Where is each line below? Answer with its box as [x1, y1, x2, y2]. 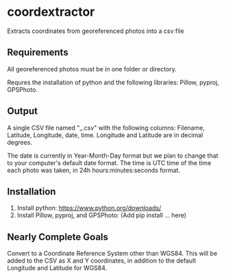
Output [7, 106, 38, 117]
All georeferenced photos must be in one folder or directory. [7, 64, 177, 73]
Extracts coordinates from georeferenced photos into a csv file [7, 27, 184, 35]
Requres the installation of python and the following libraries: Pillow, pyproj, [7, 78, 219, 86]
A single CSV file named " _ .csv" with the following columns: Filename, [7, 123, 205, 132]
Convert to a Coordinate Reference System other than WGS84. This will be [7, 250, 218, 258]
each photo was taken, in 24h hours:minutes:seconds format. [7, 166, 180, 174]
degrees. [7, 138, 33, 146]
